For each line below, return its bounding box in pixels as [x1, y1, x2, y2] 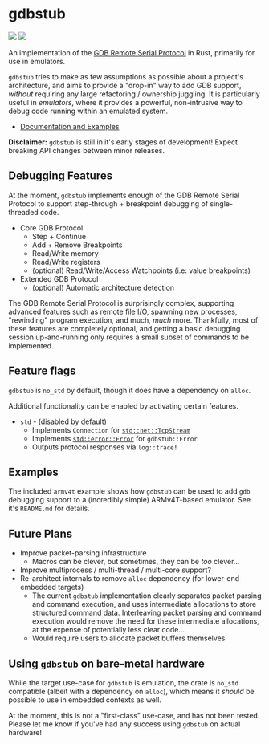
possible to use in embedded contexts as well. [8, 695, 162, 705]
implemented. [8, 340, 54, 350]
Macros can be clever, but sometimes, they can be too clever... [31, 557, 240, 567]
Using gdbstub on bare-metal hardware [8, 657, 205, 670]
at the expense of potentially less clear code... [31, 625, 185, 635]
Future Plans [8, 526, 73, 540]
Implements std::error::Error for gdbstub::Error [31, 433, 198, 443]
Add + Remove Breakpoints [31, 240, 123, 250]
